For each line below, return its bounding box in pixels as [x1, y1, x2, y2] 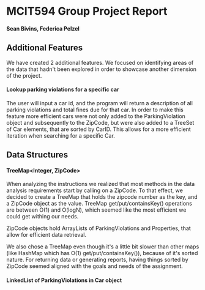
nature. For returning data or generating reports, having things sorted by [6, 256, 188, 264]
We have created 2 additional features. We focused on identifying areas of [6, 59, 194, 66]
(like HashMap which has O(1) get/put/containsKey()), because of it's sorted [6, 250, 198, 257]
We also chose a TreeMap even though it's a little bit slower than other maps [6, 243, 199, 250]
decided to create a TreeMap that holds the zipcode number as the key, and [6, 193, 198, 201]
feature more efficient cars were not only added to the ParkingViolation [6, 112, 185, 120]
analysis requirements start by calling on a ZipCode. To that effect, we [6, 187, 184, 194]
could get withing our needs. [6, 213, 79, 220]
